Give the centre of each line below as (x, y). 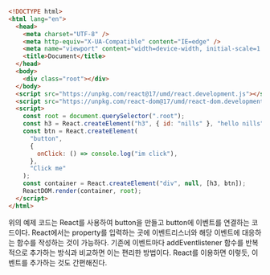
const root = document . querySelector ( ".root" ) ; (104, 117)
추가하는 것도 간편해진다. (68, 262)
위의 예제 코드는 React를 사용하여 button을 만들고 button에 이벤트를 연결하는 (129, 222)
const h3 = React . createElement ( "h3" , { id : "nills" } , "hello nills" (143, 124)
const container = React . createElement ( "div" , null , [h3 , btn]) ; (135, 184)
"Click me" (48, 169)
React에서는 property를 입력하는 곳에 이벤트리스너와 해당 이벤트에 (136, 232)
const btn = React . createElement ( (80, 131)
